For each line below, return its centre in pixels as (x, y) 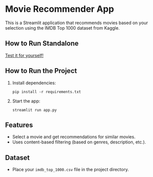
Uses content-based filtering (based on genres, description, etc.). (79, 142)
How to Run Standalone (42, 44)
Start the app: (26, 101)
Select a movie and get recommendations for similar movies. (74, 137)
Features (19, 125)
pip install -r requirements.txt (47, 92)
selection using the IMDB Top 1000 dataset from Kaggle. (62, 28)
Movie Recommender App (60, 9)
